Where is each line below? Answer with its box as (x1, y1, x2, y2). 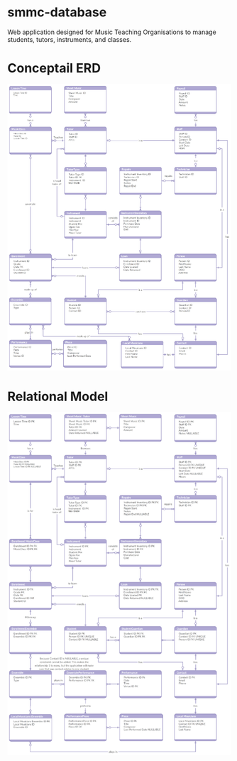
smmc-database (7, 4, 107, 21)
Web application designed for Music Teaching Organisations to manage (7, 28, 216, 36)
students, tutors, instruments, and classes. (7, 35, 132, 43)
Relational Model (7, 388, 109, 405)
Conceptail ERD (7, 60, 101, 77)
